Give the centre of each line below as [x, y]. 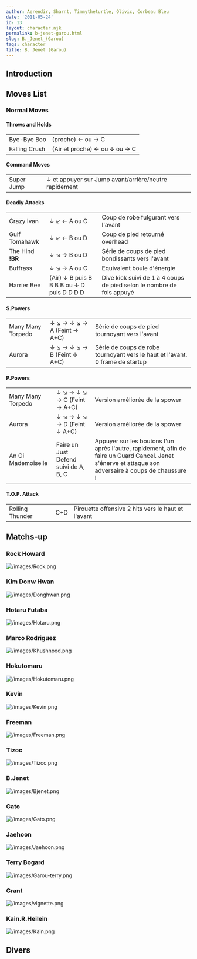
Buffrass [21, 268]
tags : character [26, 45]
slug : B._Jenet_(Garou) [35, 39]
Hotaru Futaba [27, 610]
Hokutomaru [24, 666]
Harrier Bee [25, 285]
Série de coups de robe [127, 347]
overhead [115, 242]
